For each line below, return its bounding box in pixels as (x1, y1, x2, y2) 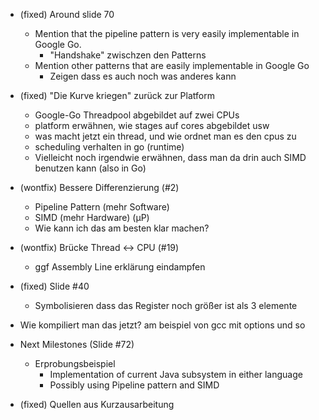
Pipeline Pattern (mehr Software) (34, 201, 170, 213)
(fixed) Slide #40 (19, 280, 90, 292)
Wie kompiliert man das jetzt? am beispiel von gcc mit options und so (19, 319, 306, 331)
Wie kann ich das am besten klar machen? (34, 222, 210, 234)
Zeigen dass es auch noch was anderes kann (49, 70, 237, 82)
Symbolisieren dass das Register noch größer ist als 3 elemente (34, 300, 298, 311)
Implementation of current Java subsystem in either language (49, 369, 303, 380)
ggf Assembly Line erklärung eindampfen (34, 261, 206, 273)
